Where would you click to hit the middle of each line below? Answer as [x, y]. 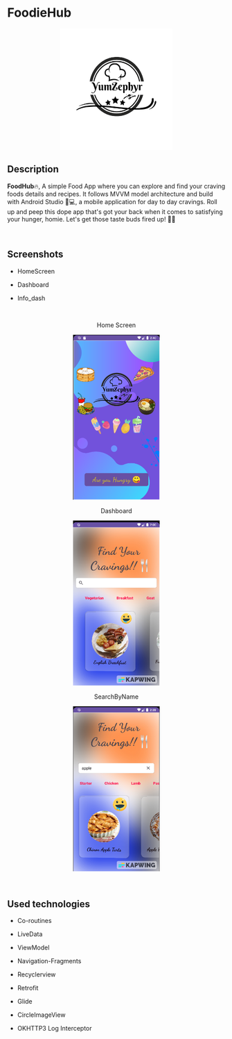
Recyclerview [36, 974]
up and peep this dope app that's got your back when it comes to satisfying [115, 211]
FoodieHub [39, 13]
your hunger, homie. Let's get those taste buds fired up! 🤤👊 [91, 219]
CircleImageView [41, 1015]
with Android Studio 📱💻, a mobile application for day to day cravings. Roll [113, 201]
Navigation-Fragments [49, 961]
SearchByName [116, 697]
